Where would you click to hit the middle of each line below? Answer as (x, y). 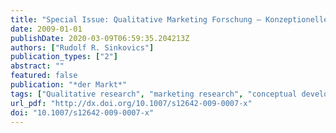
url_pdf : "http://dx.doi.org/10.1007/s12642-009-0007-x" (131, 103)
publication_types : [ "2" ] (64, 57)
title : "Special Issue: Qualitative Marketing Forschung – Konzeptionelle (169, 19)
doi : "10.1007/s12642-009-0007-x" (82, 112)
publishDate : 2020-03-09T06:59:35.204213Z (100, 38)
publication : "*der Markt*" (69, 85)
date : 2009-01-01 (46, 29)
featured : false (44, 76)
